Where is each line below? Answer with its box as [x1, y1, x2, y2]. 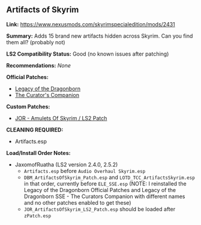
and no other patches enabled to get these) [23, 199, 131, 206]
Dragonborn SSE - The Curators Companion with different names [23, 193, 185, 200]
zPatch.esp [23, 212, 52, 219]
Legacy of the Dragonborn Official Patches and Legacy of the [23, 186, 176, 193]
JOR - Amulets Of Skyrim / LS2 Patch [14, 114, 107, 121]
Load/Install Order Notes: [6, 149, 71, 156]
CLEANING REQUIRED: [6, 126, 64, 133]
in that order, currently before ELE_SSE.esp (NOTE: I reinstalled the [23, 180, 187, 187]
